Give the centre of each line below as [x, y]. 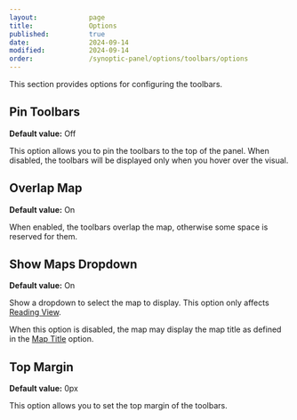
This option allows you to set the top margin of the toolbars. [119, 406]
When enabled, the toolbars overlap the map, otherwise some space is [139, 227]
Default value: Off [43, 133]
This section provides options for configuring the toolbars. [116, 84]
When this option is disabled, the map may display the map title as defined [145, 329]
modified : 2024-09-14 [69, 51]
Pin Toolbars [45, 112]
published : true [57, 34]
